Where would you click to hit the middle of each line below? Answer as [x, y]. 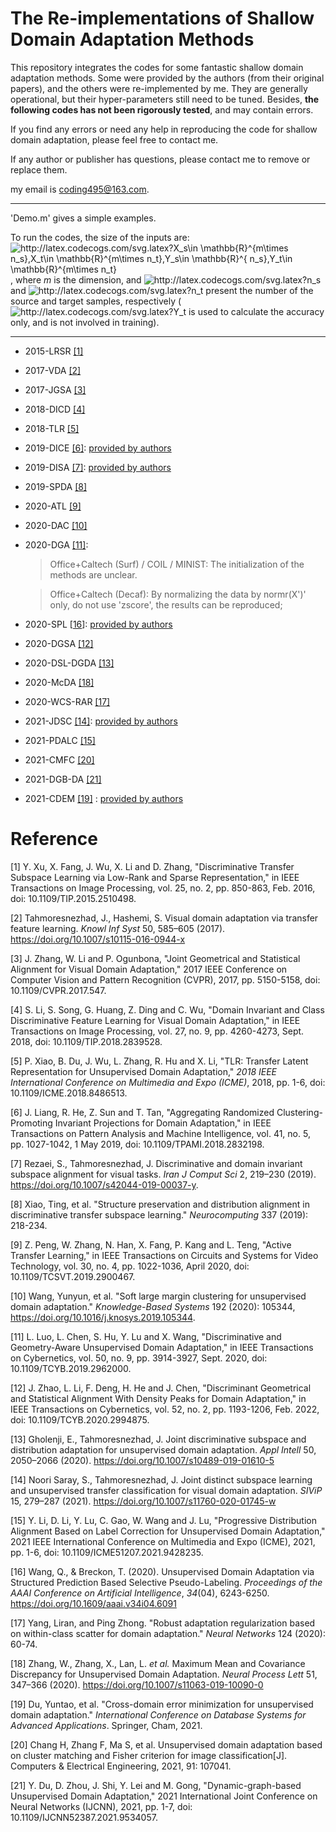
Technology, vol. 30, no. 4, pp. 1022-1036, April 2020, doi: [130, 1266]
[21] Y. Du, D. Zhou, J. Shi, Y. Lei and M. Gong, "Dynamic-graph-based [156, 1785]
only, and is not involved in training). [85, 322]
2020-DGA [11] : [56, 544]
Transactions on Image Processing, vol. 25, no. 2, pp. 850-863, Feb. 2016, [163, 888]
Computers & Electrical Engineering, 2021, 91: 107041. [121, 1766]
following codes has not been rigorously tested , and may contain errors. [162, 109]
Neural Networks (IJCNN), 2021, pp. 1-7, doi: [101, 1806]
